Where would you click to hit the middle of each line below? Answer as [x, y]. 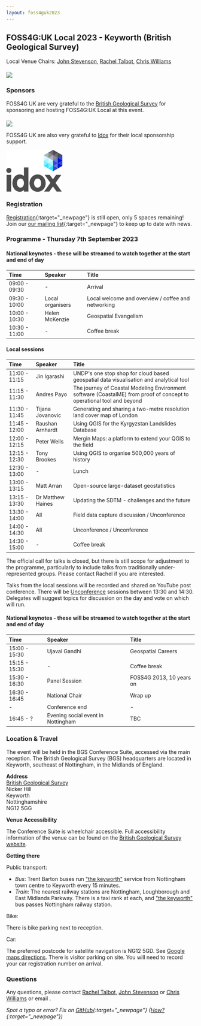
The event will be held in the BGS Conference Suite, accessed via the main [98, 752]
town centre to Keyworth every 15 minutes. [68, 885]
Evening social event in [75, 716]
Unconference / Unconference [110, 530]
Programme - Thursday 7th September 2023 [72, 239]
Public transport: [27, 867]
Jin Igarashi [50, 376]
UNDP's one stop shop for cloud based [121, 373]
